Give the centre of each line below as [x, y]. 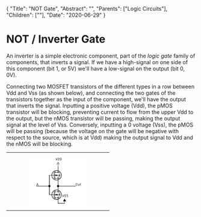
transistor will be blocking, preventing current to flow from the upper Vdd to [100, 112]
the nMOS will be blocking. [40, 144]
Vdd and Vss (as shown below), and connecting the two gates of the [91, 93]
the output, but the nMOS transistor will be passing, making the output [93, 118]
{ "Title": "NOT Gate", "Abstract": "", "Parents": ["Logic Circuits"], [87, 9]
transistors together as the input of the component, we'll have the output [96, 99]
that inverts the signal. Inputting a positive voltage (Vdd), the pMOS [89, 106]
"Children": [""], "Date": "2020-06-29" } [56, 15]
